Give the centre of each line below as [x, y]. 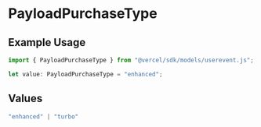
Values [25, 99]
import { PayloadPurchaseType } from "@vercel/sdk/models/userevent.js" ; [131, 60]
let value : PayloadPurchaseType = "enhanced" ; [85, 74]
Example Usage [47, 42]
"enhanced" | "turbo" [43, 116]
